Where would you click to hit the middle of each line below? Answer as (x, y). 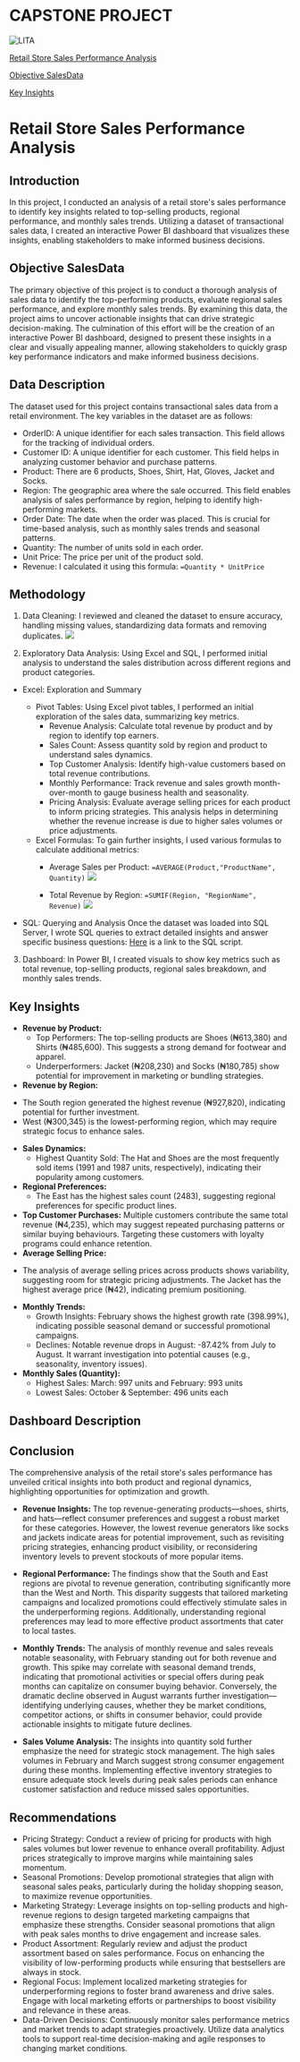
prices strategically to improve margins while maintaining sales (137, 1858)
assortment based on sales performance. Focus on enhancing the (143, 1954)
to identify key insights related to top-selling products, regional (125, 211)
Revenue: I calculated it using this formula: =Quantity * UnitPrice (143, 566)
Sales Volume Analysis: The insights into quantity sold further (137, 1741)
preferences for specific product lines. (106, 1206)
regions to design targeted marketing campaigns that (152, 1915)
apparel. (51, 1057)
